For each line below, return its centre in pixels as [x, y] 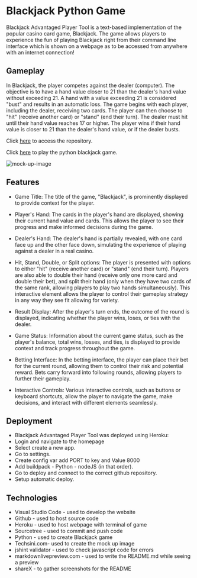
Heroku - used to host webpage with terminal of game [81, 525]
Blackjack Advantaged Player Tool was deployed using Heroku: [92, 435]
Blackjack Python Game [66, 11]
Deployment [29, 421]
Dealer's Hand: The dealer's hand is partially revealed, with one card [98, 238]
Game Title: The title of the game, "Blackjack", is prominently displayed [101, 196]
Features [23, 183]
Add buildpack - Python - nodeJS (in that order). [74, 467]
